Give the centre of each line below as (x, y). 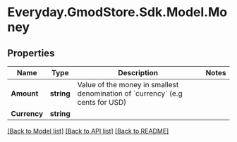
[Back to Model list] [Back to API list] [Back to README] (88, 131)
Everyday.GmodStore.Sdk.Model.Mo (117, 12)
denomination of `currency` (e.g (130, 93)
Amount (25, 93)
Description (138, 73)
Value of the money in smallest (128, 85)
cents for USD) (102, 102)
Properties (31, 53)
